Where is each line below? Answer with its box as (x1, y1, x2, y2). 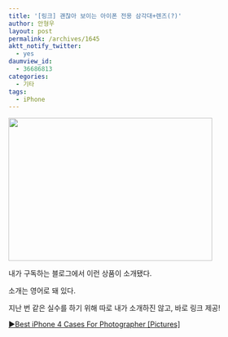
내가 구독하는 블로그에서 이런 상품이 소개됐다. (8, 269, 152, 278)
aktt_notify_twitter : (8, 42, 82, 50)
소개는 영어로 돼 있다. (8, 286, 76, 295)
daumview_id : (8, 58, 53, 66)
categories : (8, 72, 49, 81)
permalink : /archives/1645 (8, 34, 100, 43)
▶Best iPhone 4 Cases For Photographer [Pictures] (8, 319, 181, 330)
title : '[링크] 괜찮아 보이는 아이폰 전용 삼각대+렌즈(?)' (8, 11, 182, 20)
